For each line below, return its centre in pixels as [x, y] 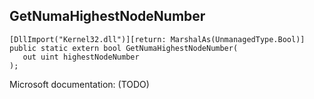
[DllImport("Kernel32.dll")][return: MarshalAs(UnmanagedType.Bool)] [157, 39]
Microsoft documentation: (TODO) [79, 84]
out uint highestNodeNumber [81, 57]
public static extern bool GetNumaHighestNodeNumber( [124, 48]
